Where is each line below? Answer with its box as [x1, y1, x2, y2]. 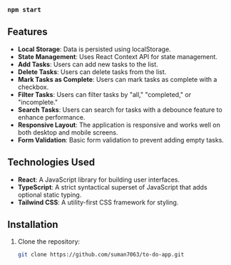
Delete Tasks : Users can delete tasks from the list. [17, 67, 167, 76]
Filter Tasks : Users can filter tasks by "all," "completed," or [17, 90, 191, 98]
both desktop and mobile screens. [17, 128, 118, 137]
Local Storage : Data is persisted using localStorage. [17, 45, 171, 53]
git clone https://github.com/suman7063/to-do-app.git [17, 251, 185, 259]
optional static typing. [17, 190, 82, 199]
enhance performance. [17, 113, 86, 121]
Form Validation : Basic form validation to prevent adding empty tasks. [17, 135, 225, 144]
